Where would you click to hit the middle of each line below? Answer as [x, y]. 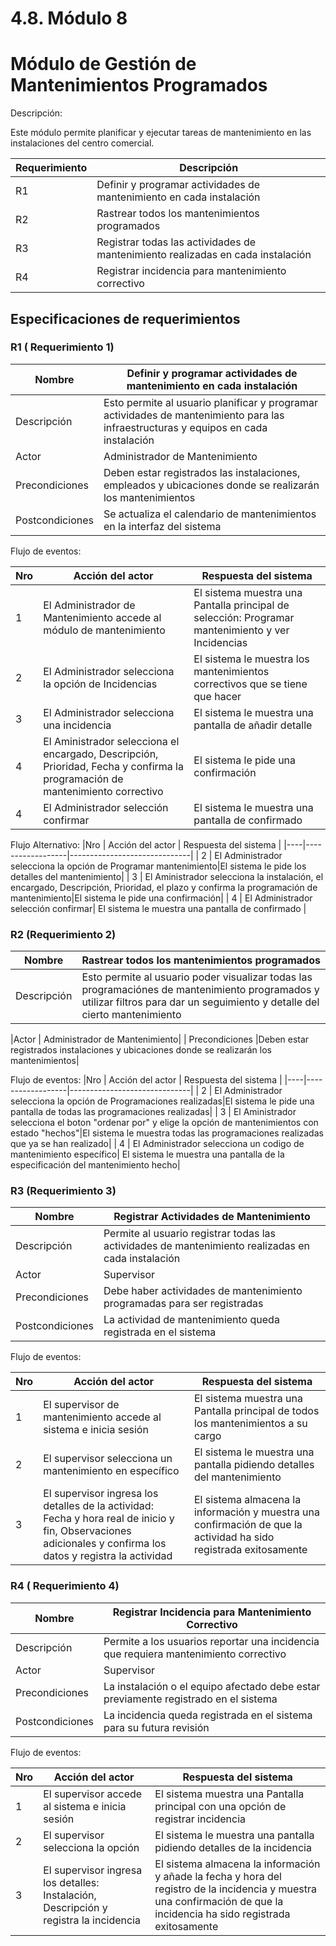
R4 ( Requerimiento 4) [65, 1586]
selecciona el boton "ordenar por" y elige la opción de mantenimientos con [164, 1123]
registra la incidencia [92, 1920]
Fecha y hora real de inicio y [109, 1519]
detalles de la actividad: [98, 1506]
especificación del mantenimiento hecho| [95, 1165]
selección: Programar [244, 617]
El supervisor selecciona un [108, 1459]
